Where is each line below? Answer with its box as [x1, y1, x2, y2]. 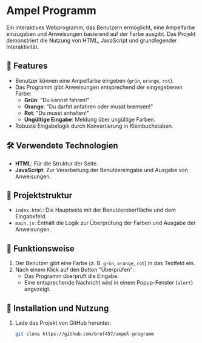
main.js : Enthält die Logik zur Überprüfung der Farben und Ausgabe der [15, 220, 196, 227]
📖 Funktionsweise [6, 243, 75, 254]
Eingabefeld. [15, 213, 47, 220]
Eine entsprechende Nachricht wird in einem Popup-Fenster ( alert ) [24, 279, 194, 286]
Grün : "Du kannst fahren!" [24, 96, 90, 103]
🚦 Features [6, 61, 48, 71]
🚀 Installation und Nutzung [6, 303, 109, 313]
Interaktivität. [6, 43, 39, 50]
